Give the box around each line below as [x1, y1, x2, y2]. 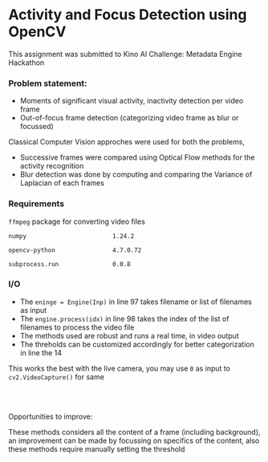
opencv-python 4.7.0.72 [8, 246, 142, 254]
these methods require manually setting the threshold [8, 444, 185, 454]
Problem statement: [8, 78, 87, 89]
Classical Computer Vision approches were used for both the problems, [8, 137, 245, 147]
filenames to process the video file [19, 322, 135, 332]
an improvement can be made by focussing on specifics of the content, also [8, 436, 260, 445]
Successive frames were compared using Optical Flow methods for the [19, 152, 255, 162]
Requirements [8, 198, 65, 209]
